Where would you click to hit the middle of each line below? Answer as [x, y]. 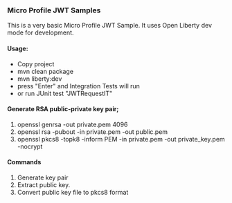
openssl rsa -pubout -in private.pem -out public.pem [92, 132]
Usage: [18, 48]
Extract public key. [44, 184]
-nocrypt [30, 146]
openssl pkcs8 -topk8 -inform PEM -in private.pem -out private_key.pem [121, 139]
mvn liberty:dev [39, 79]
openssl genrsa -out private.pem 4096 [72, 124]
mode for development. [41, 32]
